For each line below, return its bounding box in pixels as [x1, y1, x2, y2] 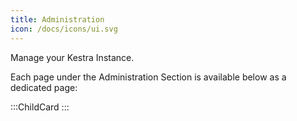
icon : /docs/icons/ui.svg [10, 24, 118, 34]
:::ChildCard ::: [10, 101, 70, 113]
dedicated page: [10, 81, 78, 93]
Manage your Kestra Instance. [10, 51, 135, 63]
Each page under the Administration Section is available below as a [10, 71, 287, 83]
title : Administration [10, 14, 105, 25]
